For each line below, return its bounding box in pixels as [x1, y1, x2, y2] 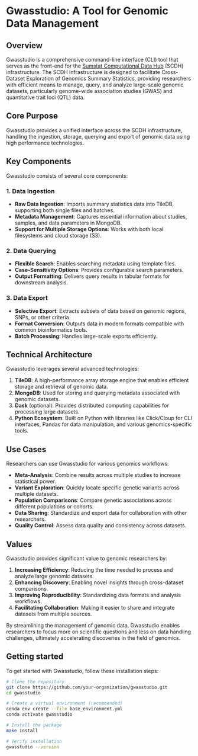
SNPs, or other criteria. [14, 313, 71, 321]
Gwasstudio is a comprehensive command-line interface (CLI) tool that [6, 56, 178, 63]
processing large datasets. [14, 408, 80, 415]
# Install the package [6, 722, 62, 728]
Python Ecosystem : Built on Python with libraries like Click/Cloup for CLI [14, 415, 193, 422]
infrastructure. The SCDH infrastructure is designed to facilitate [6, 69, 161, 75]
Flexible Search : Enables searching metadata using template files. [14, 260, 176, 267]
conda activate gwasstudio [6, 712, 73, 717]
